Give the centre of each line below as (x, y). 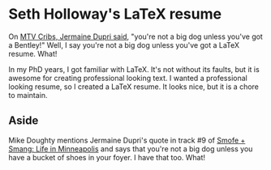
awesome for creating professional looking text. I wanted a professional (128, 78)
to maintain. (28, 95)
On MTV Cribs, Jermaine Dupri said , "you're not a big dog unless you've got (136, 36)
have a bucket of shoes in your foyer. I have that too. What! (107, 157)
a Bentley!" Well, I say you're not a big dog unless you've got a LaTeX (124, 45)
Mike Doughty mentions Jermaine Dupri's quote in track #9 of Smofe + (127, 140)
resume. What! (33, 53)
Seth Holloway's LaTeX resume (115, 14)
